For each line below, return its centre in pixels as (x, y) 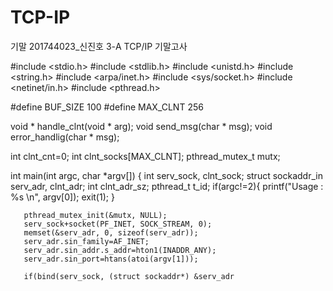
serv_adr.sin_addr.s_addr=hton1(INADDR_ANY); (120, 250)
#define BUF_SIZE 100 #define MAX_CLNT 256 (107, 107)
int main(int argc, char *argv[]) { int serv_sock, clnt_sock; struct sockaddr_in (166, 175)
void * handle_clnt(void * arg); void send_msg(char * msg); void (141, 126)
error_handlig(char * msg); (65, 137)
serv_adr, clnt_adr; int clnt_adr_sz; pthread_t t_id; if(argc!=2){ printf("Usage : (167, 186)
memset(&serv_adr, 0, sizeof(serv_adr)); (111, 232)
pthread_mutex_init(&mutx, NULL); (95, 215)
